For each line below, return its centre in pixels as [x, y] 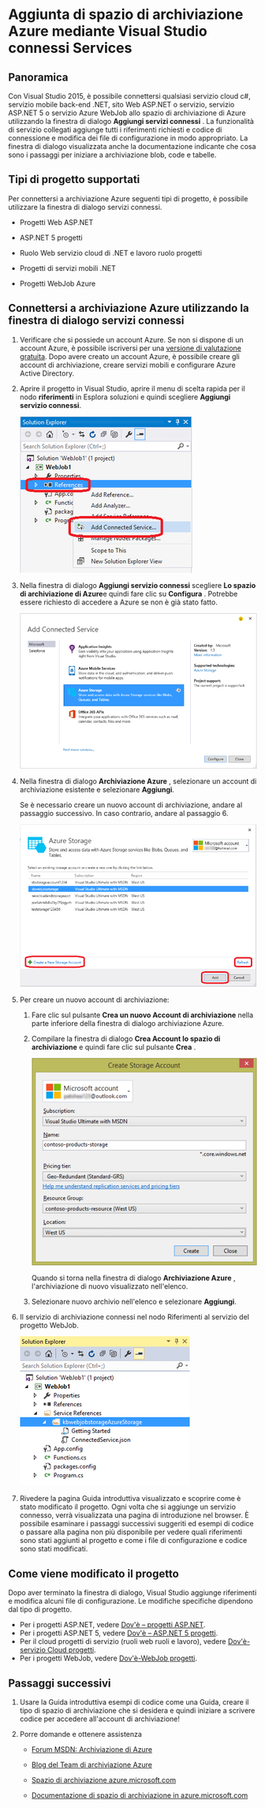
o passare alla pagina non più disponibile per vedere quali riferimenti [131, 1532]
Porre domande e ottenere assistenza [80, 1734]
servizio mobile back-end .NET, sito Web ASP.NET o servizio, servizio [121, 105]
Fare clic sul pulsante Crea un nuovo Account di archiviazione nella [142, 1015]
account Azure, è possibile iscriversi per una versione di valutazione [131, 348]
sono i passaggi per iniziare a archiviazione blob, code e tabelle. [112, 155]
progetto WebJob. [49, 1325]
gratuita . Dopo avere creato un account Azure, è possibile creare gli [130, 356]
